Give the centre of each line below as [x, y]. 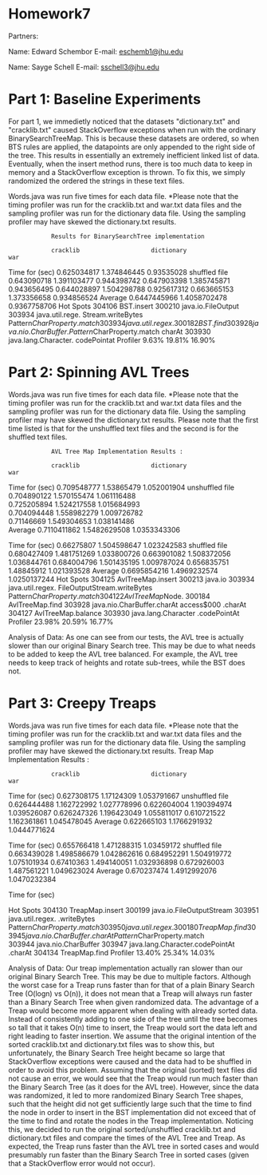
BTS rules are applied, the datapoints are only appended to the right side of [132, 147]
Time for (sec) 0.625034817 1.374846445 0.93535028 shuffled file [118, 272]
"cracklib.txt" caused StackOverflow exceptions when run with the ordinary [132, 129]
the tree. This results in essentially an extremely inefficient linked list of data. [134, 155]
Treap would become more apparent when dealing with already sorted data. [133, 1010]
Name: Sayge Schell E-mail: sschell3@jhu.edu [84, 67]
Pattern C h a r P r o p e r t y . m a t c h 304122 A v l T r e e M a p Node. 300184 [110, 596]
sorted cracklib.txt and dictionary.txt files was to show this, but [112, 1044]
